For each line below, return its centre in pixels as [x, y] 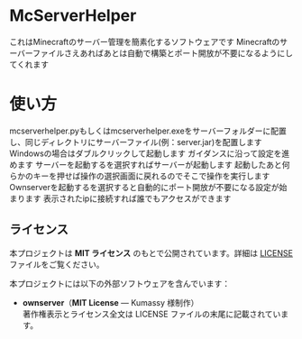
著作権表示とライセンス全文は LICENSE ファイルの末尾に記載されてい [151, 314]
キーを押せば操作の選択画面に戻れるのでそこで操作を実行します [151, 176]
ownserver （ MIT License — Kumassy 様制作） [110, 302]
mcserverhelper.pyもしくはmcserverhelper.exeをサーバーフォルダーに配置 [148, 131]
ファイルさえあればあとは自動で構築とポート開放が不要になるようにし [163, 53]
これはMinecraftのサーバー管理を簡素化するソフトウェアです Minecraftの [145, 41]
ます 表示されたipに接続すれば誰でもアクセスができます [128, 198]
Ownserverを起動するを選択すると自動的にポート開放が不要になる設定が [144, 187]
